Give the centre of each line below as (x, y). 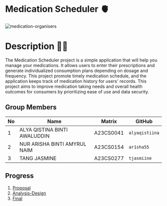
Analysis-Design (29, 193)
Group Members (31, 107)
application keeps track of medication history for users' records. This (76, 81)
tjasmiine (140, 158)
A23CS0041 (109, 133)
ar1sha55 (139, 147)
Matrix (109, 121)
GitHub (144, 121)
